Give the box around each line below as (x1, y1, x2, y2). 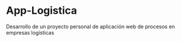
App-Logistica (6, 4, 78, 17)
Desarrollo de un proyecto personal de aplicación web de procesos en (6, 23, 175, 30)
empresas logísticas (6, 29, 54, 36)
